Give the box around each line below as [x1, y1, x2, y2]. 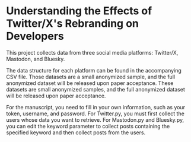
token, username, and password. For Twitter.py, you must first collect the [6, 110, 185, 117]
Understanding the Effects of [6, 4, 152, 18]
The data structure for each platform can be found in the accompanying [6, 67, 182, 74]
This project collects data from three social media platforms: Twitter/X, [6, 49, 179, 56]
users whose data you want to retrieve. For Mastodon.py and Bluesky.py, [6, 116, 184, 123]
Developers [6, 30, 64, 43]
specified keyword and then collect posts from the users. [6, 129, 146, 136]
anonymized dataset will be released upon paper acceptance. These [6, 79, 174, 87]
